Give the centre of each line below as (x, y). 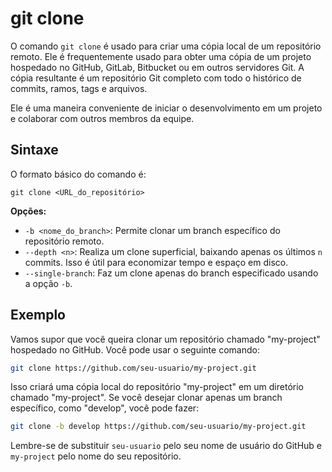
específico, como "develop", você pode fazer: (105, 408)
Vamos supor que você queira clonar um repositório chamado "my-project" (165, 339)
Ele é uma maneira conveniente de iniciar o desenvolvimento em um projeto (166, 108)
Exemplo (38, 315)
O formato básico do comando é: (78, 174)
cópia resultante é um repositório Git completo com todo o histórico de (156, 78)
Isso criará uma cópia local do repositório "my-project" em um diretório (157, 387)
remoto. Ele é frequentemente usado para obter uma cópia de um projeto (161, 56)
